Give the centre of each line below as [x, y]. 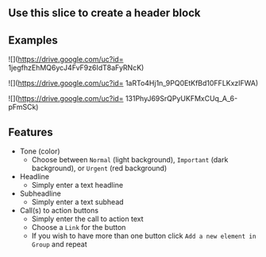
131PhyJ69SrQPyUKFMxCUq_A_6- [181, 99]
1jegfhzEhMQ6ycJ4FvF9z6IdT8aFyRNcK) [76, 68]
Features [31, 132]
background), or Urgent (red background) [99, 168]
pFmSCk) [23, 107]
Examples [33, 40]
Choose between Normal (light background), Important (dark [130, 160]
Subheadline [40, 193]
